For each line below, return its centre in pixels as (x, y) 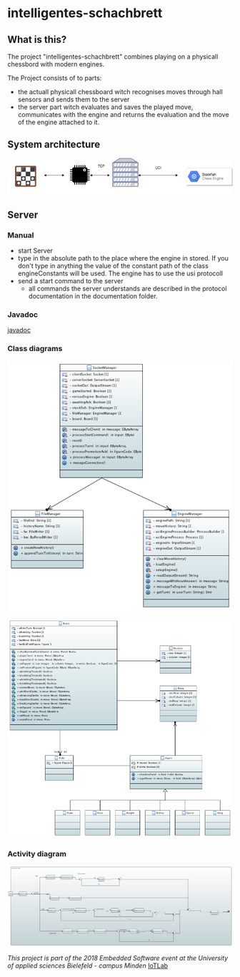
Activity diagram (37, 854)
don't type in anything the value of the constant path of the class (113, 266)
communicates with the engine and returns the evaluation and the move (124, 115)
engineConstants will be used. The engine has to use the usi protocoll (120, 273)
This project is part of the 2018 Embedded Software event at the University (118, 958)
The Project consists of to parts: (55, 78)
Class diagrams (35, 349)
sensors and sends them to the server (74, 99)
